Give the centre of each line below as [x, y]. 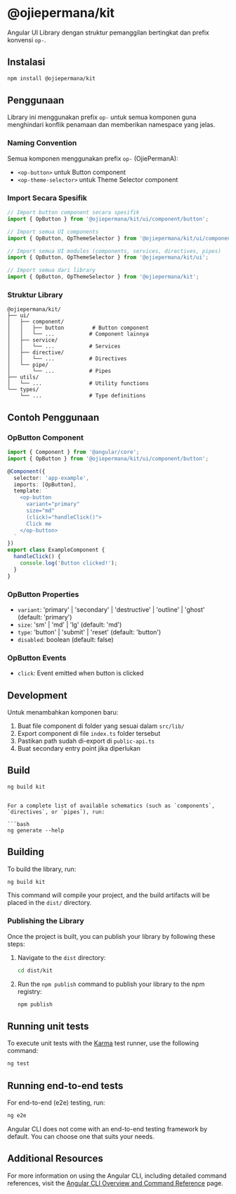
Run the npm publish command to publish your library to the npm [111, 984]
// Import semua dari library [52, 270]
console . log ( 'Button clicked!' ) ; [69, 563]
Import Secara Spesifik [47, 197]
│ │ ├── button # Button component [78, 328]
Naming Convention [42, 143]
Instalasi [26, 62]
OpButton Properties [43, 594]
